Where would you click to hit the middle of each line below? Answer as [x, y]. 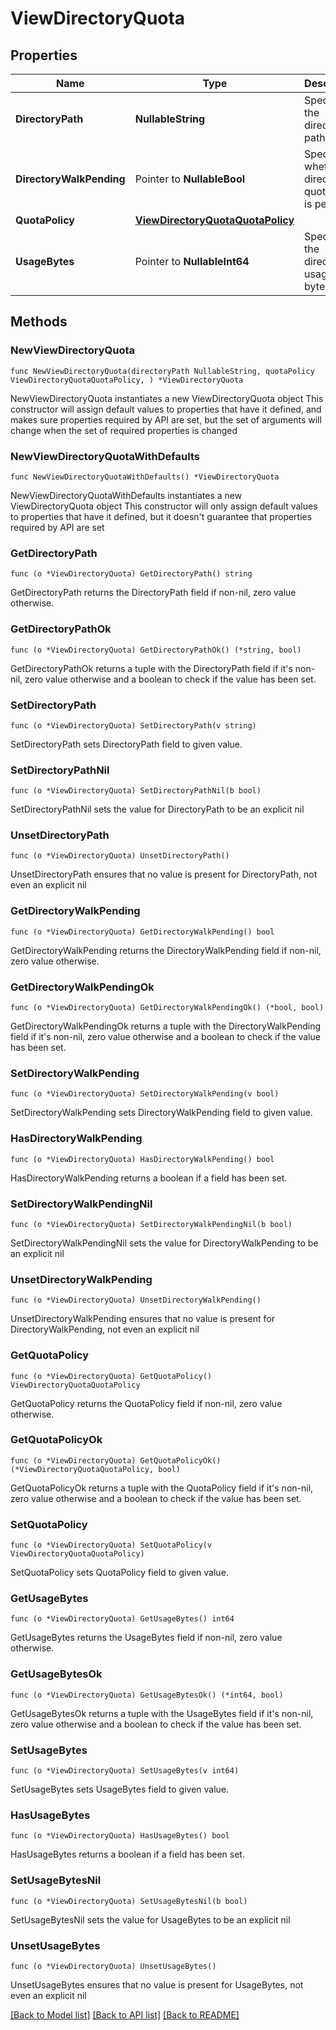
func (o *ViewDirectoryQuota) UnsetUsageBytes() [113, 1966]
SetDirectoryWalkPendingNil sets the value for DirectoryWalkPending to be [164, 1243]
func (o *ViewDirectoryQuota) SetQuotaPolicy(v [111, 1545]
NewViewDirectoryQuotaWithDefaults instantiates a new [126, 495]
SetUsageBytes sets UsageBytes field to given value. [120, 1789]
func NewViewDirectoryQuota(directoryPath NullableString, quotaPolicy [162, 371]
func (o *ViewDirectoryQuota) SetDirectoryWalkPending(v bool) [145, 1094]
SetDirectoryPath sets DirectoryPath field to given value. [126, 744]
